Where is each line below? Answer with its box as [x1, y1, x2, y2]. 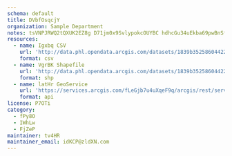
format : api [19, 94, 54, 101]
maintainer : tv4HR [7, 132, 60, 139]
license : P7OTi [7, 100, 51, 107]
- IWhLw [13, 119, 36, 126]
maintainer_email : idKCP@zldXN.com [7, 139, 110, 146]
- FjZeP [13, 126, 36, 133]
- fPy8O [13, 113, 36, 119]
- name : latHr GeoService [13, 81, 88, 88]
